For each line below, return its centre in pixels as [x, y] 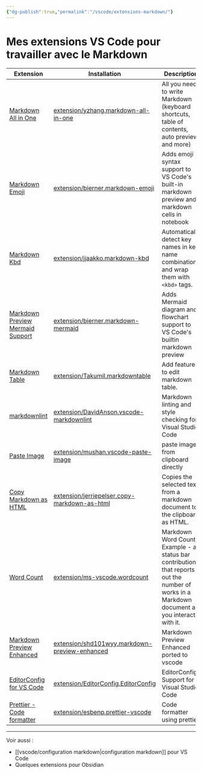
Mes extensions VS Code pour [84, 41]
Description [181, 74]
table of [172, 121]
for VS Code [26, 687]
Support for [178, 679]
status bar [176, 554]
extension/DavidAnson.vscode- [99, 412]
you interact [178, 615]
